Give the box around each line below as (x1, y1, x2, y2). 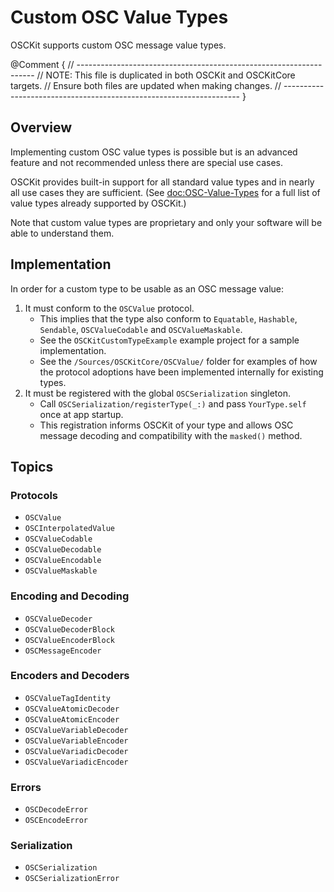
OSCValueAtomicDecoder (24, 704, 120, 714)
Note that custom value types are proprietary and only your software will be (10, 216, 323, 228)
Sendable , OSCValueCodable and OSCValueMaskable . (39, 323, 243, 335)
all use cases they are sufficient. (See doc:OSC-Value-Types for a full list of (10, 186, 321, 198)
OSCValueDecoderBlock (24, 624, 115, 635)
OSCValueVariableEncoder (24, 736, 129, 746)
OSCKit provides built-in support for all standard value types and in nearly (10, 176, 315, 188)
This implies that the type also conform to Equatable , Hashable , (39, 312, 298, 325)
